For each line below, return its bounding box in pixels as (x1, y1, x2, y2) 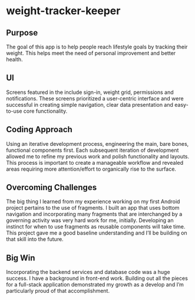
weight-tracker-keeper (6, 4, 121, 18)
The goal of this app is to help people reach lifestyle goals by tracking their (6, 43, 188, 50)
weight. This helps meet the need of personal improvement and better (6, 50, 176, 57)
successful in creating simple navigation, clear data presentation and (6, 101, 174, 108)
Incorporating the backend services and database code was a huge (6, 269, 170, 276)
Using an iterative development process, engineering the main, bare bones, (6, 140, 189, 147)
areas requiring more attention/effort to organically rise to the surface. (6, 165, 177, 172)
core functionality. (23, 107, 68, 115)
